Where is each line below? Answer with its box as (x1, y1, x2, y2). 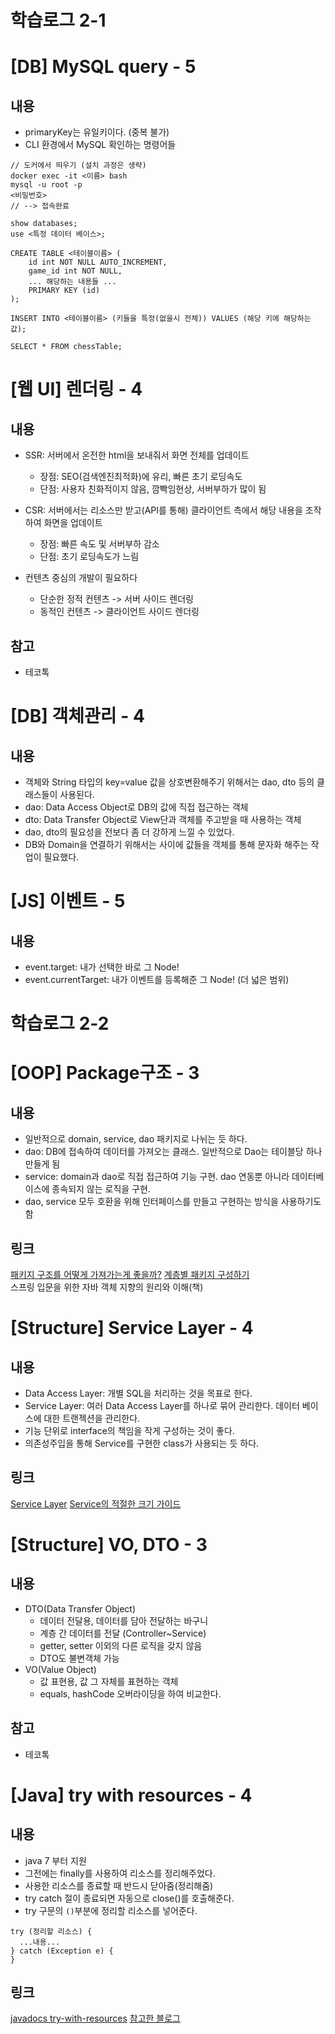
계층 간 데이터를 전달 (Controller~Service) (39, 1627, 207, 1639)
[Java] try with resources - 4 (10, 1784, 253, 1806)
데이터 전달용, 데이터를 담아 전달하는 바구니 (39, 1614, 209, 1626)
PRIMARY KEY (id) (28, 286, 101, 296)
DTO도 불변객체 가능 (39, 1652, 120, 1664)
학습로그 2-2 (10, 1012, 110, 1035)
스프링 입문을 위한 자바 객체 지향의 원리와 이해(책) (10, 1281, 204, 1293)
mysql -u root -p (10, 180, 83, 190)
